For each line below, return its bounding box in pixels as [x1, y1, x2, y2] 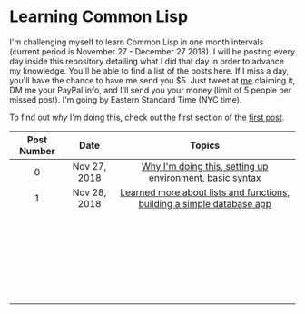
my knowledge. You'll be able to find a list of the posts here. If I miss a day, [9, 65, 289, 76]
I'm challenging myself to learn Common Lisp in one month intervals [9, 36, 264, 47]
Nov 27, [72, 160, 107, 172]
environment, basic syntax [148, 171, 261, 183]
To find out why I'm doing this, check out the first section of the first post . [9, 112, 285, 123]
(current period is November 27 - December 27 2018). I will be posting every [9, 45, 296, 56]
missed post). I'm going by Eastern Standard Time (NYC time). [9, 93, 242, 105]
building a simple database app [138, 197, 272, 210]
